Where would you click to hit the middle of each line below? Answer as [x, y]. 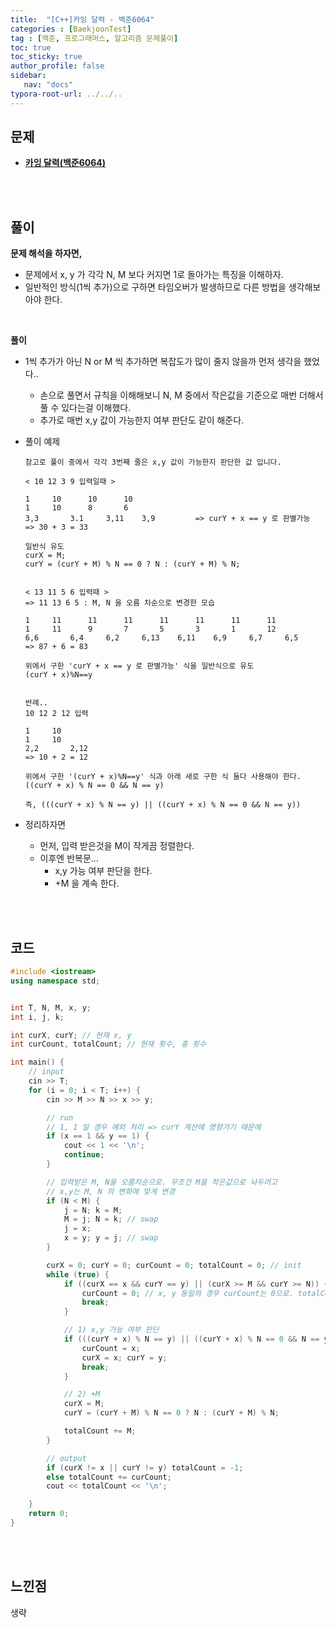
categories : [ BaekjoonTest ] [71, 29]
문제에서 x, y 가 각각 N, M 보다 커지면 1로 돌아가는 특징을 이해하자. [154, 275]
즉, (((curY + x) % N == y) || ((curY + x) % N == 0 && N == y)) [163, 805]
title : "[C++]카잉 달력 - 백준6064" [82, 19]
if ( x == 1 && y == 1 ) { [98, 1136]
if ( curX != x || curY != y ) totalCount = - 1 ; [145, 1467]
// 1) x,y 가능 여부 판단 [111, 1330]
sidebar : [28, 76]
